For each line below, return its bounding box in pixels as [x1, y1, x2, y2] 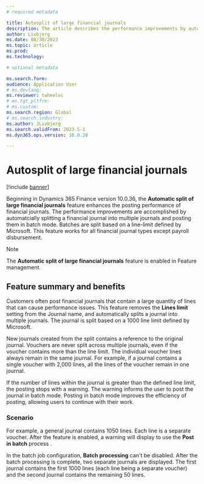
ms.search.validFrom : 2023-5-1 [6, 126, 86, 132]
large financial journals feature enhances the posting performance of [6, 201, 181, 209]
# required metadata [6, 8, 59, 15]
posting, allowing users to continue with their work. [6, 398, 135, 405]
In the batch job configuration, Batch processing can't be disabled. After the [6, 452, 199, 459]
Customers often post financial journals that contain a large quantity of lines [6, 298, 196, 304]
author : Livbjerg [6, 31, 50, 37]
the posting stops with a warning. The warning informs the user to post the [6, 386, 194, 392]
